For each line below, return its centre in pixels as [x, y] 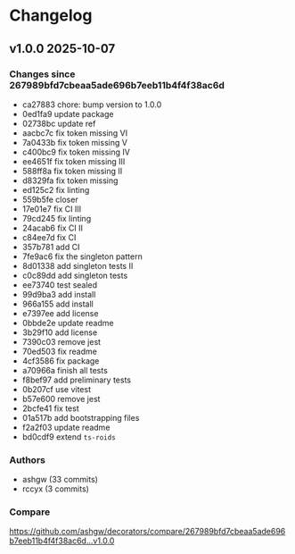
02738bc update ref [59, 123]
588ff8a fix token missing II [72, 171]
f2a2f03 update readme [66, 427]
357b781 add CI [51, 247]
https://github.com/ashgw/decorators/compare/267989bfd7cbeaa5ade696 [147, 532]
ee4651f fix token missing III [74, 161]
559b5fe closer [50, 199]
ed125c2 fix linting [56, 189]
